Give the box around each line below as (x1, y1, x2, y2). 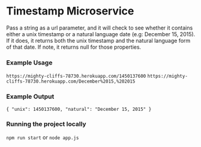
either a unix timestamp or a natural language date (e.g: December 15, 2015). (6, 30, 196, 37)
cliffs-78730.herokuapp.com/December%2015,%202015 (6, 78, 136, 85)
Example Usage (6, 58, 53, 67)
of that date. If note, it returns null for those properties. (6, 43, 142, 51)
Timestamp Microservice (6, 4, 134, 18)
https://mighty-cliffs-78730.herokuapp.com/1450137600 (6, 73, 146, 80)
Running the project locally (6, 120, 86, 128)
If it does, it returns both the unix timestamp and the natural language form (6, 37, 191, 44)
